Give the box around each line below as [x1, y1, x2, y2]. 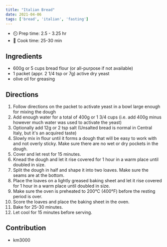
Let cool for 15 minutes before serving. [12, 210, 93, 215]
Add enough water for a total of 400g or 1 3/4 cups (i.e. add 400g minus [12, 114, 162, 120]
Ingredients [5, 52, 42, 60]
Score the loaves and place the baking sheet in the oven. [12, 199, 130, 205]
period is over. [12, 194, 43, 199]
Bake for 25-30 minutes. [12, 204, 63, 210]
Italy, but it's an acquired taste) [12, 130, 77, 136]
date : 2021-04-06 [5, 12, 42, 17]
